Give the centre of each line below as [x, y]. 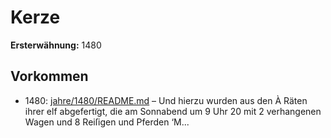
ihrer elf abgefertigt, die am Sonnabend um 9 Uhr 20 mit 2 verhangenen [173, 111]
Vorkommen [49, 76]
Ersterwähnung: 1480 [56, 45]
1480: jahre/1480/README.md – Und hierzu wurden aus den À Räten [166, 100]
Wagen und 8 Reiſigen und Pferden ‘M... [107, 122]
